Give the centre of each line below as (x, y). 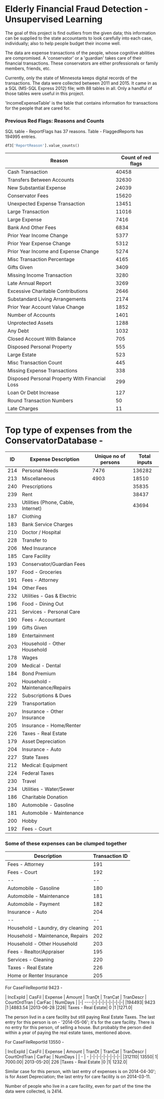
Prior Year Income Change (38, 236)
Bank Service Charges (47, 524)
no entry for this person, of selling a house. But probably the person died (78, 1028)
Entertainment (38, 636)
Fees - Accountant (43, 620)
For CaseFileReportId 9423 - (34, 988)
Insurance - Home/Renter (51, 726)
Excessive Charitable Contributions (48, 291)
